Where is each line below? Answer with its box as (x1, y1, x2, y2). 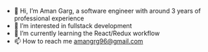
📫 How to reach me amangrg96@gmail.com (13, 37, 143, 45)
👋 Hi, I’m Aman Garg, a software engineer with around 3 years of (13, 7, 202, 15)
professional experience (13, 14, 84, 22)
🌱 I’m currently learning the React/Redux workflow (13, 29, 160, 37)
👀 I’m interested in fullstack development (13, 22, 132, 30)
